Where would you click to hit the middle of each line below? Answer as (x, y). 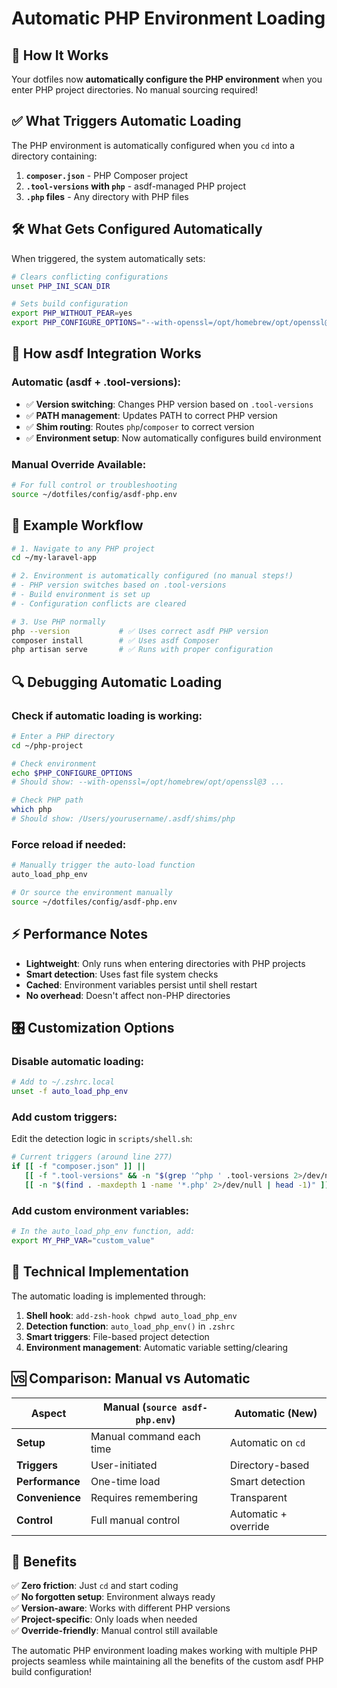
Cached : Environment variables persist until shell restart (141, 984)
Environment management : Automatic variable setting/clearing (157, 1347)
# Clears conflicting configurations (90, 277)
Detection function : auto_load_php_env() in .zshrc (130, 1326)
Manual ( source (140, 1407)
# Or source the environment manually (92, 893)
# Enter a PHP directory (63, 736)
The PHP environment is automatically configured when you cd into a (153, 145)
